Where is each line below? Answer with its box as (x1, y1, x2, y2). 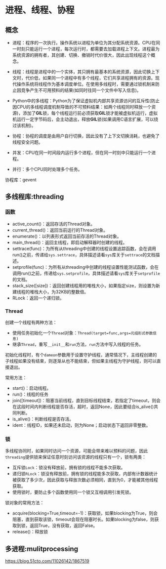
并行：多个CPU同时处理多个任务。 (12, 166, 83, 172)
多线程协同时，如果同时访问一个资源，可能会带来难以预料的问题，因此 (5, 448, 148, 454)
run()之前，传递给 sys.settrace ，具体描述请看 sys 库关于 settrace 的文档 (12, 251, 156, 257)
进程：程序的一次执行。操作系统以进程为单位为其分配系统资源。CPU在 (12, 40, 156, 45)
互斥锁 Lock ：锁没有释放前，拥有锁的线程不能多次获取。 (12, 465, 125, 471)
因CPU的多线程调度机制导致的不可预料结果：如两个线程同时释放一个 (12, 104, 152, 110)
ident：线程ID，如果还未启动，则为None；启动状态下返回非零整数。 (12, 422, 151, 428)
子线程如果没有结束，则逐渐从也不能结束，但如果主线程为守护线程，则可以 (5, 358, 157, 364)
